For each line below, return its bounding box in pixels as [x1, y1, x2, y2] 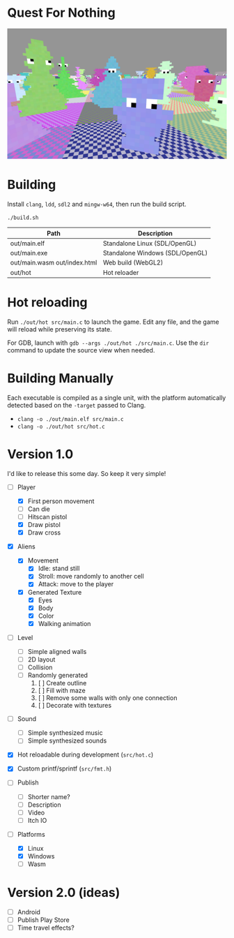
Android [17, 907, 40, 916]
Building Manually [7, 371, 114, 387]
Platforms [17, 830, 45, 838]
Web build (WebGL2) [102, 258, 164, 267]
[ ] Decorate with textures [38, 701, 112, 710]
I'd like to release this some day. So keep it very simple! [7, 469, 166, 477]
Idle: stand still [38, 564, 80, 573]
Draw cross [27, 528, 61, 537]
